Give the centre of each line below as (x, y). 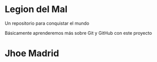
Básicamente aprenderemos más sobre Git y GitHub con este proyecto (78, 33)
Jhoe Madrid (32, 53)
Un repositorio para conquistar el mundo (47, 23)
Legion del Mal (36, 9)
